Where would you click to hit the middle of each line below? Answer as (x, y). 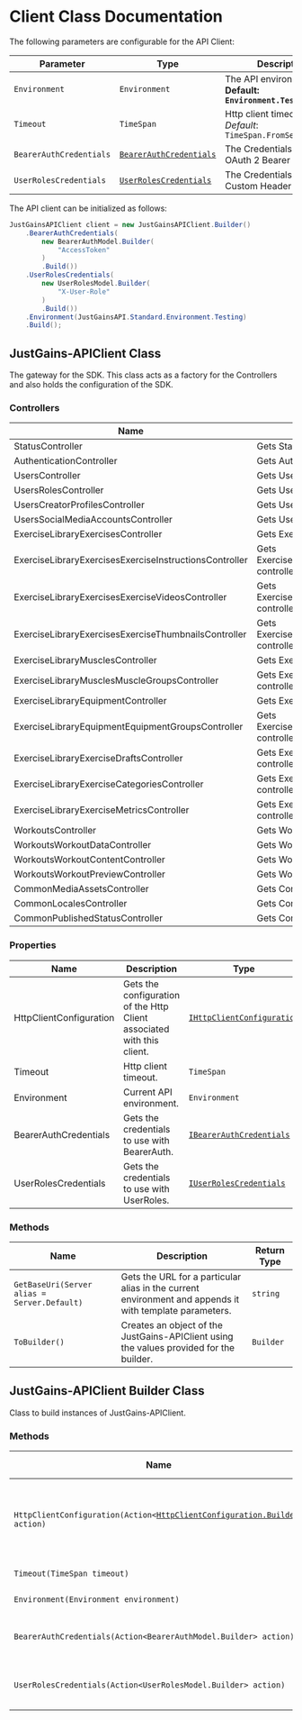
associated (146, 1029)
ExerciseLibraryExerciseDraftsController (98, 759)
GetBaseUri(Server (53, 1285)
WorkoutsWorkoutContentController (90, 860)
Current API (147, 1092)
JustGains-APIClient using (177, 1337)
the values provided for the (178, 1348)
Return (270, 1251)
